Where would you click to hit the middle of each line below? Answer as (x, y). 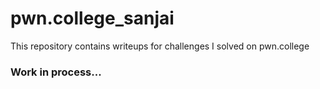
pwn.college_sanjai (92, 18)
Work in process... (56, 72)
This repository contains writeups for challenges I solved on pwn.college (160, 46)
